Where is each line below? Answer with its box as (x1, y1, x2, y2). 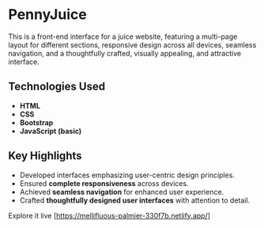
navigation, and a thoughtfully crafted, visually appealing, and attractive (8, 48, 242, 58)
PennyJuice (8, 6, 87, 24)
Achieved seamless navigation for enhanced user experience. (19, 187, 224, 196)
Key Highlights (8, 149, 82, 163)
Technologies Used (8, 80, 105, 93)
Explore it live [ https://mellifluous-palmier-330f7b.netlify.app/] (8, 211, 211, 220)
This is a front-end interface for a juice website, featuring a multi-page (8, 32, 238, 41)
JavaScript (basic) (19, 126, 82, 135)
